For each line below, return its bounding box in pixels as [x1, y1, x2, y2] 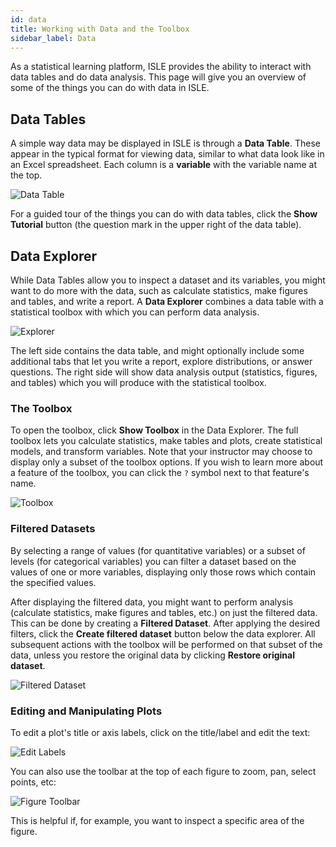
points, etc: [10, 776, 57, 788]
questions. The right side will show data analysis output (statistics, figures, [10, 366, 318, 378]
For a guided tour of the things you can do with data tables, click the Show [10, 208, 318, 220]
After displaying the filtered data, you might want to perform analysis [10, 596, 294, 608]
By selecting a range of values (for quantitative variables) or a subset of [10, 544, 306, 556]
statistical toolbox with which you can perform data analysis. [10, 306, 260, 318]
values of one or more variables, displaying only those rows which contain [10, 566, 317, 578]
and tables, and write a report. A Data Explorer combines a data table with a [10, 296, 324, 307]
